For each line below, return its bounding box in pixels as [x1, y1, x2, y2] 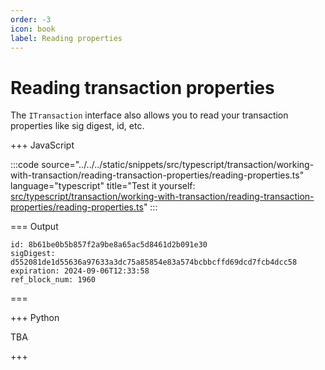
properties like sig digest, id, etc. [10, 120, 145, 132]
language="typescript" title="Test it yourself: [10, 180, 196, 192]
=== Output [10, 221, 59, 233]
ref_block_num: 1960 [10, 275, 97, 285]
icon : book [10, 24, 56, 34]
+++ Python [10, 312, 60, 324]
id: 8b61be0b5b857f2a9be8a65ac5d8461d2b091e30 [10, 240, 208, 250]
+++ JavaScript [10, 139, 75, 151]
